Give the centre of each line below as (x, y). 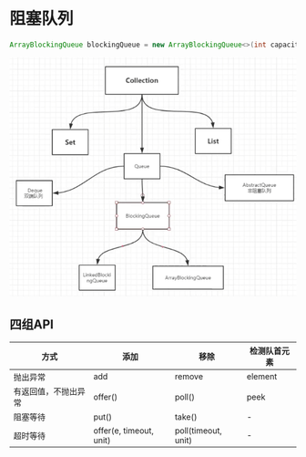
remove (189, 377)
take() (186, 417)
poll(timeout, (199, 431)
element (262, 377)
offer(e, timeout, (124, 431)
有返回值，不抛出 (45, 391)
